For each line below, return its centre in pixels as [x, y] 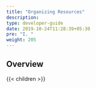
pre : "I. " [20, 34]
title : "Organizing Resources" [46, 12]
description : [23, 17]
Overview [25, 64]
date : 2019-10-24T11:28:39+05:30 [48, 29]
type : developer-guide [35, 23]
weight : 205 [21, 40]
